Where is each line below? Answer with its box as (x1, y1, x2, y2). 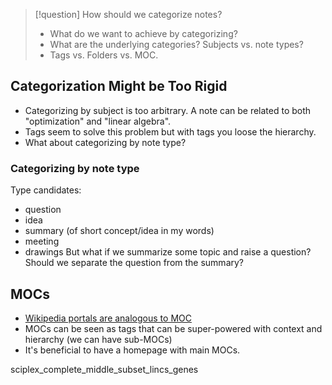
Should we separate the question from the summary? (24, 257, 245, 269)
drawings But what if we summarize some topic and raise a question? (24, 246, 312, 258)
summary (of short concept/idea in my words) (24, 225, 215, 237)
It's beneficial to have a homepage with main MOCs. (24, 344, 241, 356)
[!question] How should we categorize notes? (34, 9, 223, 20)
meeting (24, 235, 60, 248)
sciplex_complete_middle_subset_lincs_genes (10, 363, 199, 375)
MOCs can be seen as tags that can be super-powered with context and (24, 322, 323, 334)
